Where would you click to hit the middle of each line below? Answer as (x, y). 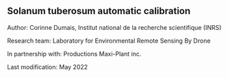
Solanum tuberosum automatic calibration (99, 11)
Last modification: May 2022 (48, 66)
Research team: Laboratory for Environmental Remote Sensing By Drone (109, 41)
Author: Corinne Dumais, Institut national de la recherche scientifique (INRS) (114, 27)
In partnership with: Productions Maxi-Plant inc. (74, 54)
